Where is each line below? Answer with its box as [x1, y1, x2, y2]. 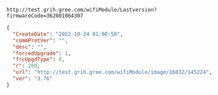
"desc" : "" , [12, 43, 47, 51]
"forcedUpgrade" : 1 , [12, 50, 71, 57]
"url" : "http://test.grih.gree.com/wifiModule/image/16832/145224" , [12, 69, 213, 76]
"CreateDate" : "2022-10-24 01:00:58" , [12, 31, 124, 38]
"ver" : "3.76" [12, 75, 53, 82]
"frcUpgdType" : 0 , [12, 56, 66, 63]
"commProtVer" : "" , [12, 37, 69, 44]
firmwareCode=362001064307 [6, 12, 84, 19]
